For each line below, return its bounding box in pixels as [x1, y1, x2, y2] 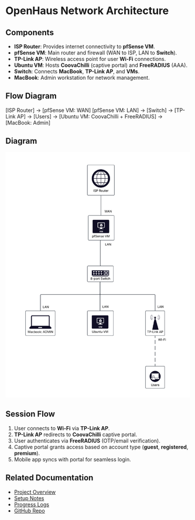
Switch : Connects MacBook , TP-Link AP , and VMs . [13, 68, 140, 74]
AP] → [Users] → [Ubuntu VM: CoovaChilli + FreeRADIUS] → [16, 113, 163, 120]
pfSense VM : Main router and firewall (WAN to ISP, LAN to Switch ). [13, 49, 177, 56]
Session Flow [5, 409, 55, 419]
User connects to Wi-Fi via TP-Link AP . [13, 424, 110, 431]
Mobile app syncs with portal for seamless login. [13, 456, 131, 463]
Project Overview [13, 488, 56, 495]
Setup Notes [13, 494, 45, 502]
